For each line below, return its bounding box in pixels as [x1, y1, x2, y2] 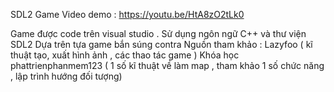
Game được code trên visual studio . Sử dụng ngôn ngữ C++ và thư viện [10, 28, 307, 39]
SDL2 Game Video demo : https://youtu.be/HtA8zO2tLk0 [10, 9, 245, 20]
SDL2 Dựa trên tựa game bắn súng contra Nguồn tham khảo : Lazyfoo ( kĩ [10, 39, 313, 50]
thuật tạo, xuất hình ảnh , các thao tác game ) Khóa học [10, 49, 240, 61]
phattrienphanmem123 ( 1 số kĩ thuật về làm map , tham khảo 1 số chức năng [10, 60, 325, 71]
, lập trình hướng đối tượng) [10, 70, 123, 82]
